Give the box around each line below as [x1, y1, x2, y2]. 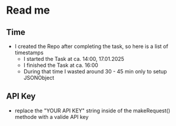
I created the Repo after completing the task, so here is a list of [14, 43, 169, 50]
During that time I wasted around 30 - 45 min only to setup [23, 68, 167, 75]
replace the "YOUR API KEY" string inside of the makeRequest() [14, 107, 171, 114]
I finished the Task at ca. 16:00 [23, 62, 99, 69]
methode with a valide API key [14, 113, 89, 120]
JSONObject [23, 75, 55, 81]
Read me [6, 4, 50, 17]
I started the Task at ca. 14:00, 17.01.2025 [23, 56, 124, 62]
